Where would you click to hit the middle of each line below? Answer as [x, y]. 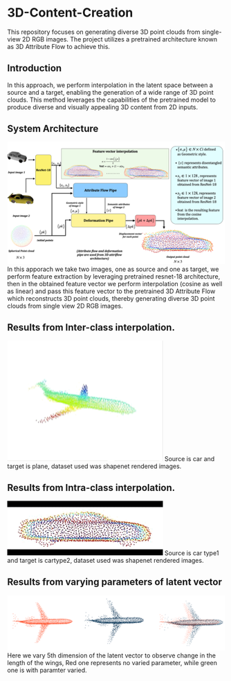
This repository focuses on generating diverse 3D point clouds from [104, 32]
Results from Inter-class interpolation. [91, 327]
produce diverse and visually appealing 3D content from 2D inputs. [103, 107]
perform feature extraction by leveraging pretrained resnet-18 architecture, [114, 277]
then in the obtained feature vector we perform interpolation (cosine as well [115, 284]
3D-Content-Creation [70, 13]
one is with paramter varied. [47, 670]
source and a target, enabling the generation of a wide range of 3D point [111, 92]
